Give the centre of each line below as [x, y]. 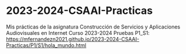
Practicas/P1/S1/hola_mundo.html [46, 45]
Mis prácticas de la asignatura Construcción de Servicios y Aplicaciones [93, 27]
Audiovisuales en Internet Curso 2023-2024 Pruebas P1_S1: [78, 33]
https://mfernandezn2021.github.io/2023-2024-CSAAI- [73, 39]
